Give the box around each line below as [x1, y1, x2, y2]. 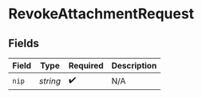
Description [111, 61, 157, 71]
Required [68, 61, 104, 71]
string [38, 75, 61, 86]
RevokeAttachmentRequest [8, 5, 195, 23]
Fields [8, 37, 40, 50]
